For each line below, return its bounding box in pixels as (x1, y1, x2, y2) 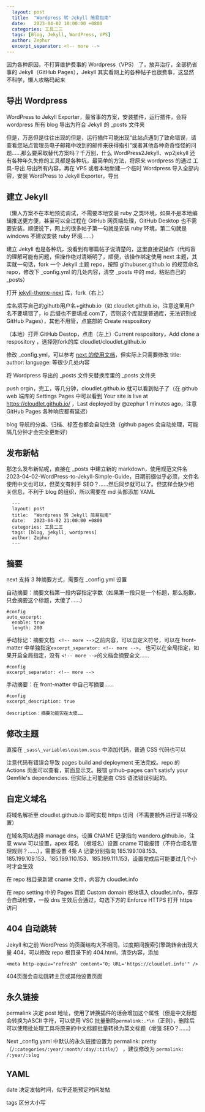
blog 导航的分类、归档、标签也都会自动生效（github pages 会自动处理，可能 (6, 420, 199, 428)
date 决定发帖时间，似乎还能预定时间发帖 (6, 1086, 110, 1094)
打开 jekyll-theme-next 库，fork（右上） (6, 289, 108, 296)
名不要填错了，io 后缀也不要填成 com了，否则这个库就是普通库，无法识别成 (6, 309, 197, 317)
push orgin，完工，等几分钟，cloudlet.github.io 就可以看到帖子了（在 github (6, 384, 198, 392)
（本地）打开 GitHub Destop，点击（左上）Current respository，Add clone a (6, 330, 199, 338)
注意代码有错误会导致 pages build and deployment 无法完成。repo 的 (6, 758, 181, 766)
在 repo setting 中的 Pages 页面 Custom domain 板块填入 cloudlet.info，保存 (6, 888, 198, 896)
